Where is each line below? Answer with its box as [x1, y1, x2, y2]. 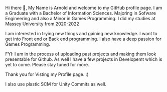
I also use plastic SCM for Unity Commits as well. [5, 81, 107, 87]
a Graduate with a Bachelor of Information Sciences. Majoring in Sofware [5, 10, 156, 16]
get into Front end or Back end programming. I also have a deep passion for [5, 36, 161, 42]
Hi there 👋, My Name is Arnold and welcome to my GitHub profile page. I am [5, 5, 162, 11]
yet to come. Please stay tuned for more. [5, 62, 89, 67]
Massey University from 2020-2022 [5, 21, 79, 27]
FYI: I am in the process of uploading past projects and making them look [5, 51, 156, 57]
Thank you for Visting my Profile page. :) [5, 71, 89, 77]
